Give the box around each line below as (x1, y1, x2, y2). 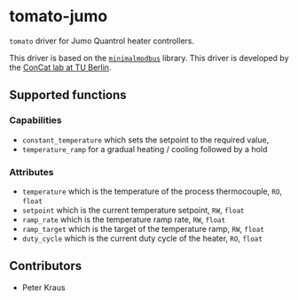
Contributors (9, 258, 82, 273)
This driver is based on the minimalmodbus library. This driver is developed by (9, 52, 289, 63)
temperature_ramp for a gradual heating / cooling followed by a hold (21, 143, 268, 154)
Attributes (9, 165, 54, 178)
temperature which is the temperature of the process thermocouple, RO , (21, 186, 282, 196)
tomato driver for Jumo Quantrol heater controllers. (9, 35, 195, 46)
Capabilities (9, 114, 62, 127)
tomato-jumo (9, 6, 108, 27)
